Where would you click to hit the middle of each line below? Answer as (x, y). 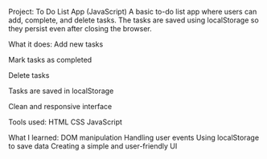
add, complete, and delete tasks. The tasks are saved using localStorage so (133, 20)
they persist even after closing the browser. (80, 29)
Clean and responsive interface (60, 106)
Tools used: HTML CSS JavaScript (66, 122)
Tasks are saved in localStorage (61, 91)
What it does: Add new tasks (56, 44)
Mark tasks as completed (50, 60)
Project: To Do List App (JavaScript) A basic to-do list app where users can (133, 12)
